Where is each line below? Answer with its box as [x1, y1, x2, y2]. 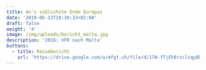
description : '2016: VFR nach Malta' [6, 37, 103, 43]
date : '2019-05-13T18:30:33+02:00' [6, 15, 97, 21]
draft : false [6, 20, 40, 26]
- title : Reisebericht [12, 49, 70, 55]
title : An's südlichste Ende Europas [6, 9, 103, 15]
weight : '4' [6, 26, 37, 32]
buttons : [6, 43, 29, 49]
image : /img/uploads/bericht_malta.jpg [6, 32, 109, 38]
